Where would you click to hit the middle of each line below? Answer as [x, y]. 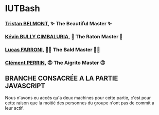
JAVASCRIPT [25, 86]
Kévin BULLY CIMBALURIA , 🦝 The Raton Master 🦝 [64, 37]
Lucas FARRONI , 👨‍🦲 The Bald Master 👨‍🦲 [53, 49]
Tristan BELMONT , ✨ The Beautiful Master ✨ [58, 24]
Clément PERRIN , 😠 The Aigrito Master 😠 [55, 63]
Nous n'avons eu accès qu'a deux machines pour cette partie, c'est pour [78, 98]
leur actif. [15, 108]
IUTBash [23, 8]
